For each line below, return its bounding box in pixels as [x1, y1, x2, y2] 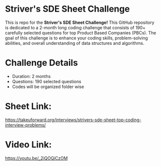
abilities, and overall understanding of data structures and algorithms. [5, 40, 144, 46]
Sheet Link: [5, 101, 52, 112]
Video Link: [5, 139, 52, 150]
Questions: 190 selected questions [12, 78, 82, 84]
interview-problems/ [5, 122, 46, 128]
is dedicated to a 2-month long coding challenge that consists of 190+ [5, 24, 146, 30]
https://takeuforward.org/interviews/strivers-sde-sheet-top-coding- [5, 117, 142, 123]
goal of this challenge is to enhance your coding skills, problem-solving [5, 35, 148, 41]
